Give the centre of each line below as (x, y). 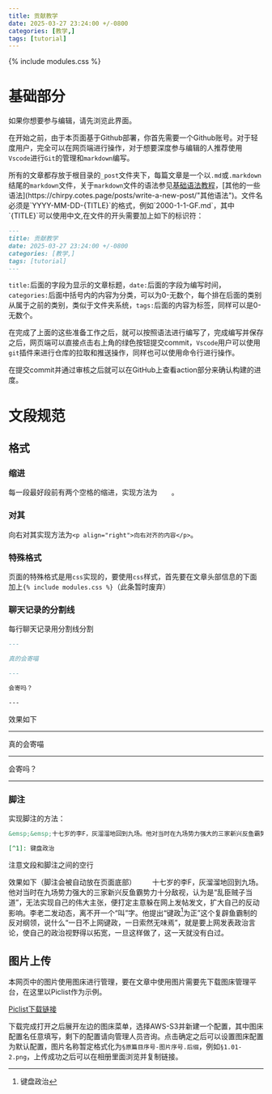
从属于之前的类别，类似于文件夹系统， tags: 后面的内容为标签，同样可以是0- (135, 305)
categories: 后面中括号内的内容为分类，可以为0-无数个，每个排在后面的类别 (135, 295)
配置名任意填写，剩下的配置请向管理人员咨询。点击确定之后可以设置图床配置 (136, 1037)
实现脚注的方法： (37, 818)
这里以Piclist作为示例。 (68, 992)
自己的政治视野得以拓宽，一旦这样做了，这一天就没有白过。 (129, 933)
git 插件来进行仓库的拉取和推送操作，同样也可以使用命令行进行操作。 (124, 353)
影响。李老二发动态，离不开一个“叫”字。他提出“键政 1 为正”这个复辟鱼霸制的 (133, 912)
